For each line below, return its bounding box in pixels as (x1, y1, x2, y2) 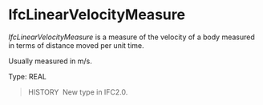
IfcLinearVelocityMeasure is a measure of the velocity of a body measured (8, 32, 255, 42)
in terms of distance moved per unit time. (8, 40, 144, 50)
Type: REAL (8, 71, 47, 81)
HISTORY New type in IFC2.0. (27, 87, 128, 97)
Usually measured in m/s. (8, 56, 92, 66)
